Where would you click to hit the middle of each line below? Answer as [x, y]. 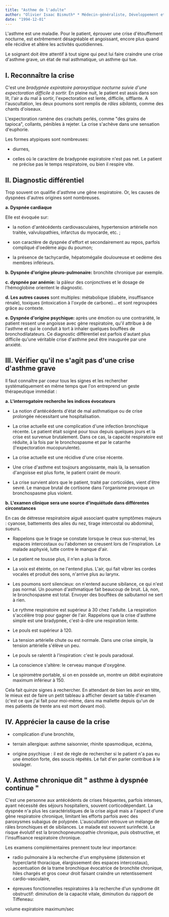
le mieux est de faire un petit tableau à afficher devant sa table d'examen [81, 695]
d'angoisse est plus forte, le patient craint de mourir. [67, 472]
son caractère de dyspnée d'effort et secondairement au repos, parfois [86, 242]
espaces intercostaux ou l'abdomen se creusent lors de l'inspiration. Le [87, 544]
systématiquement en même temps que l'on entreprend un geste [72, 386]
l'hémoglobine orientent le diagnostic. [45, 288]
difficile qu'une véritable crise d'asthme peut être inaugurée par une [76, 339]
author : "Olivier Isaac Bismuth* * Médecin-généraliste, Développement [82, 15]
